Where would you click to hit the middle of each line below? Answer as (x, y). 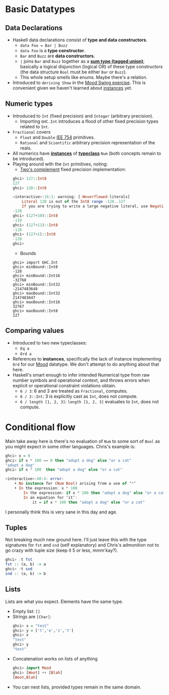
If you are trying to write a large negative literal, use (85, 206)
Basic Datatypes (40, 9)
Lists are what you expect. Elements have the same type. (64, 601)
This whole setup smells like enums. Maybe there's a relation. (84, 77)
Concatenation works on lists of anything (55, 659)
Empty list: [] (26, 611)
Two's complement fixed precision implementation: (73, 169)
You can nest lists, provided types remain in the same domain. (77, 687)
